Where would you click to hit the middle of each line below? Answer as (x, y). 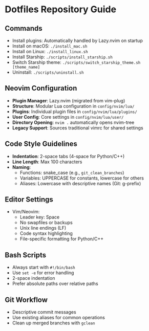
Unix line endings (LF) (43, 228)
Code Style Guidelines (41, 144)
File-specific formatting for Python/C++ (62, 239)
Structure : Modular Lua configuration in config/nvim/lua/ (73, 106)
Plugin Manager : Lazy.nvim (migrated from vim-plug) (69, 100)
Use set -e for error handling (43, 273)
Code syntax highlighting (46, 233)
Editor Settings (29, 200)
